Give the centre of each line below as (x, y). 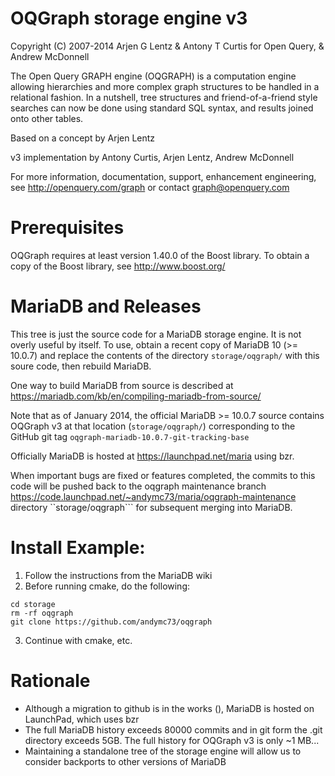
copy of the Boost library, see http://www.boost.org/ (118, 266)
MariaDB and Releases (106, 306)
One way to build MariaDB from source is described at (122, 385)
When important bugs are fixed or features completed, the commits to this (163, 475)
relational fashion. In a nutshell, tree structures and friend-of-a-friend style (164, 97)
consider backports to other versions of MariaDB (125, 761)
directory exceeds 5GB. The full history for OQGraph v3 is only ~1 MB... (172, 740)
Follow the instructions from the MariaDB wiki (118, 575)
